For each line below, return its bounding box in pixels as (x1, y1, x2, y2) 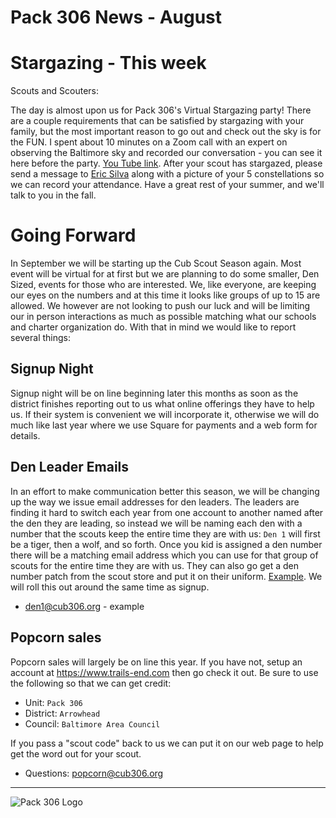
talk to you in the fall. (10, 189, 97, 201)
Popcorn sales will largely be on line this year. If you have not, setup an (10, 656, 303, 668)
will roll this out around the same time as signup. (10, 581, 210, 593)
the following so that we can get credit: (10, 677, 172, 689)
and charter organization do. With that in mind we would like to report (10, 321, 297, 333)
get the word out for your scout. (10, 747, 142, 760)
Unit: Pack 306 (24, 696, 83, 708)
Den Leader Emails (10, 459, 130, 476)
